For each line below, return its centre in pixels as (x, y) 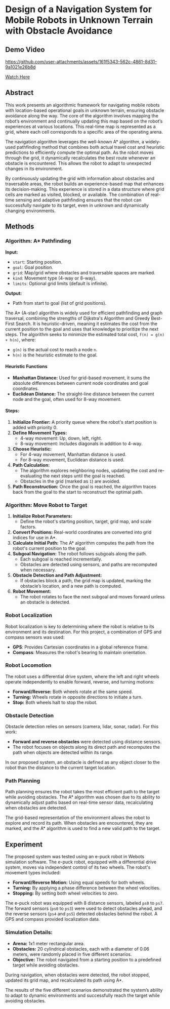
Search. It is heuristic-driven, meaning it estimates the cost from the (87, 324)
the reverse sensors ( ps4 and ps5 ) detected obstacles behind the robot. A (81, 914)
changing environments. (30, 211)
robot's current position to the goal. (50, 548)
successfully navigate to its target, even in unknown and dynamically (77, 205)
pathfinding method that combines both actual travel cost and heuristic (91, 147)
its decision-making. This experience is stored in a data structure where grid (85, 189)
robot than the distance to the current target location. (61, 768)
